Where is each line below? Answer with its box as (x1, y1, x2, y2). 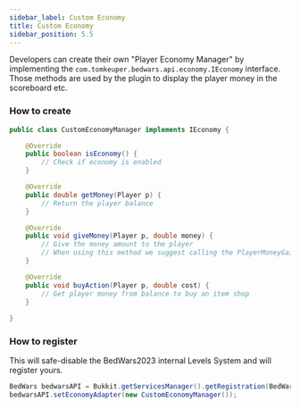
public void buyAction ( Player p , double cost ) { (25, 280, 210, 290)
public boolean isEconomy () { (25, 149, 138, 159)
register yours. (9, 365, 63, 376)
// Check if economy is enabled (41, 158, 162, 167)
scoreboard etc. (9, 82, 69, 94)
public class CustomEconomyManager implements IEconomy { (9, 125, 229, 134)
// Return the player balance (41, 198, 154, 208)
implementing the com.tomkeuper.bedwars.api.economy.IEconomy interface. (9, 63, 281, 74)
